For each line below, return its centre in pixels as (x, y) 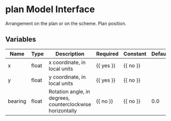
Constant (135, 53)
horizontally (63, 110)
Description (70, 53)
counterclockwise (70, 104)
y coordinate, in (67, 77)
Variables (21, 39)
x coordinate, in (67, 62)
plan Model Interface (50, 9)
